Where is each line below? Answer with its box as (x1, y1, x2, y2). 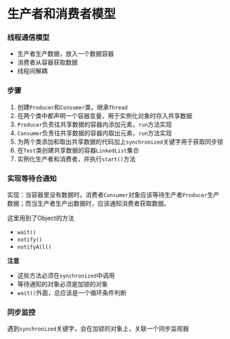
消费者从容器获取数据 (17, 58, 78, 66)
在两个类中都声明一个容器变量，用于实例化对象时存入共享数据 (17, 111, 193, 119)
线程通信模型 (7, 32, 50, 42)
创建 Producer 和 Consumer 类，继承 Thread (17, 103, 128, 111)
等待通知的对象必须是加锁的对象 (17, 280, 108, 289)
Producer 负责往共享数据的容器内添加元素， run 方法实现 (17, 120, 172, 128)
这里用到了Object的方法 (7, 214, 74, 222)
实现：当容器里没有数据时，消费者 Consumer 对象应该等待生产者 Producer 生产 (7, 191, 220, 199)
